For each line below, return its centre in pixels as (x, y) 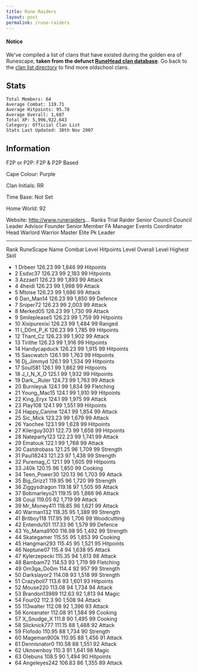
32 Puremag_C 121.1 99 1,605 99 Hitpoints (65, 462)
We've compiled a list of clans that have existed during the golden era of (94, 54)
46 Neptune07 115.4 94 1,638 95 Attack (62, 550)
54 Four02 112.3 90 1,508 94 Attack (58, 600)
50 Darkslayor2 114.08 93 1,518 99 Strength (67, 575)
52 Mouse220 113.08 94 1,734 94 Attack (64, 587)
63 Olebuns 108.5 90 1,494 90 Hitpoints (63, 657)
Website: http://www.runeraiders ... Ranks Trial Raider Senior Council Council (99, 220)
